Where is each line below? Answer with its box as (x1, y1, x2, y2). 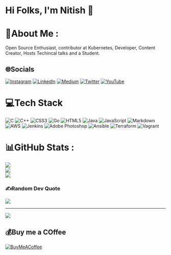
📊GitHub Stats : (5, 142, 75, 153)
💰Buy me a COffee (5, 228, 66, 236)
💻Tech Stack (5, 97, 63, 109)
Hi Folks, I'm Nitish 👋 (5, 5, 94, 16)
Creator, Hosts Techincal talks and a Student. (5, 50, 100, 56)
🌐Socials (5, 65, 35, 73)
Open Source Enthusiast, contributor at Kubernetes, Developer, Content (5, 45, 155, 51)
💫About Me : (5, 28, 59, 40)
